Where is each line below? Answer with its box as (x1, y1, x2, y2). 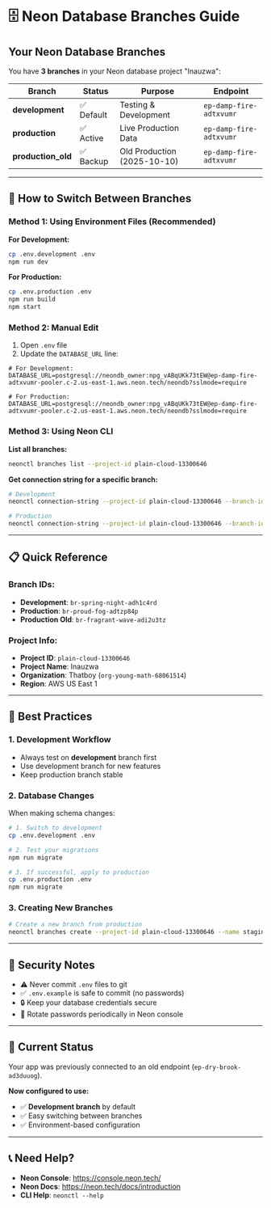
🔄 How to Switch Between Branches (8, 192, 192, 205)
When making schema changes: (8, 809, 115, 817)
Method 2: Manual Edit (8, 322, 99, 333)
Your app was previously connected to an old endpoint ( (8, 1062, 195, 1071)
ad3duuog (8, 1071, 38, 1080)
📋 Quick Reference (8, 551, 108, 564)
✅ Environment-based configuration (19, 1120, 140, 1130)
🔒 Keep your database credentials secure (19, 997, 157, 1007)
